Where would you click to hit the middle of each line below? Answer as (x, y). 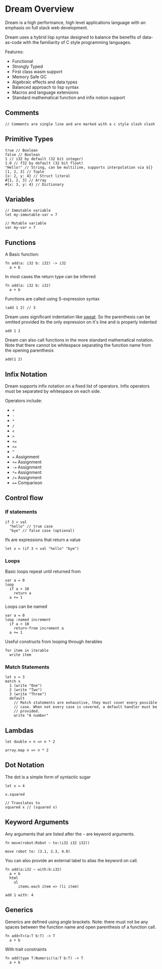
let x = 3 (15, 677)
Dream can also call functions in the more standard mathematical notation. (80, 340)
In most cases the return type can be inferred (50, 277)
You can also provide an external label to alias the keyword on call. (72, 860)
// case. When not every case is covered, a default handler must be (86, 707)
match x (13, 682)
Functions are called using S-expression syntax (52, 299)
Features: (15, 52)
